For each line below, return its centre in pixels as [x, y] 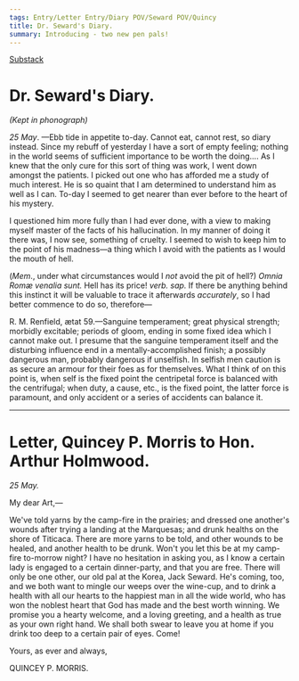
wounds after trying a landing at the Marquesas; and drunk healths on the [144, 529]
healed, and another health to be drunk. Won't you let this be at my [132, 548]
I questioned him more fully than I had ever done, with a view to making [140, 221]
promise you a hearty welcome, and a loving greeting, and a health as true [145, 615]
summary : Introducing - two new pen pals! [89, 34]
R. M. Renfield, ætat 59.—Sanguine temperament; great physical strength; [145, 322]
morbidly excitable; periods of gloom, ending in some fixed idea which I [140, 332]
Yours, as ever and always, [59, 651]
